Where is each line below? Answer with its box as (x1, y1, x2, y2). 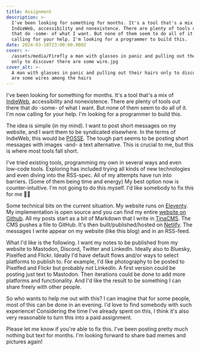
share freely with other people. (6, 284, 82, 291)
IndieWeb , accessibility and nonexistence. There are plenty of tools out (6, 98, 180, 105)
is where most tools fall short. (6, 147, 79, 155)
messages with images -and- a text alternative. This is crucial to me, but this (6, 141, 193, 148)
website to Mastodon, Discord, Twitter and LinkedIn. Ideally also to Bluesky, (6, 246, 192, 253)
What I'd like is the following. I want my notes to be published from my (6, 239, 179, 246)
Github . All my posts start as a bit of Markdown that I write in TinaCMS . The (6, 215, 191, 222)
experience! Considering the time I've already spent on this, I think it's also (6, 307, 189, 315)
